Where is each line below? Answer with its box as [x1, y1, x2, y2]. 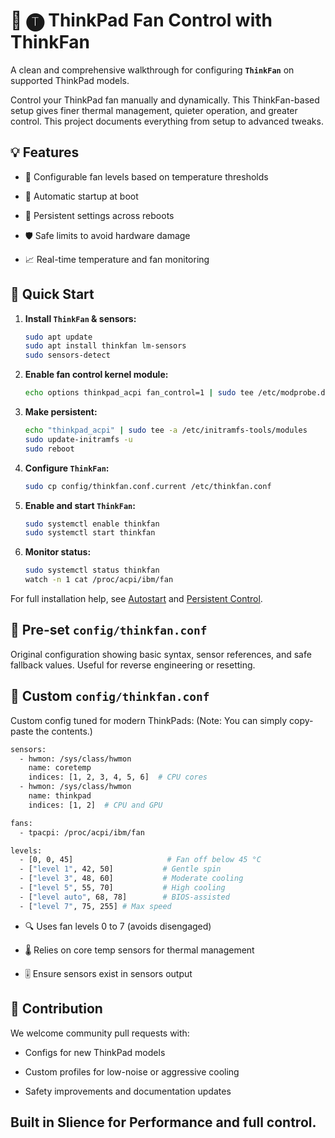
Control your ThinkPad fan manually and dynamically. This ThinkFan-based [10, 94, 320, 106]
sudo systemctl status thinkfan [24, 565, 160, 576]
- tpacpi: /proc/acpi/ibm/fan [19, 827, 145, 838]
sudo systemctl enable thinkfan [24, 519, 160, 529]
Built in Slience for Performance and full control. [10, 1114, 317, 1131]
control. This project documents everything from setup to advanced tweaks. [10, 115, 324, 127]
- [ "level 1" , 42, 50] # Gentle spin [19, 864, 222, 874]
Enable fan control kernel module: [24, 369, 169, 381]
